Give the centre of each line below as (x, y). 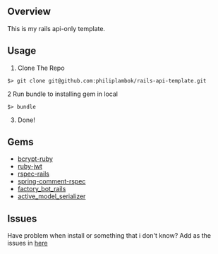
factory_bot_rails (42, 189)
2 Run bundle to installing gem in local (63, 94)
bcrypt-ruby (35, 159)
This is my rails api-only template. (56, 28)
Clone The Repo (41, 68)
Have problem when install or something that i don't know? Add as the (109, 236)
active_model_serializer (52, 196)
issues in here (28, 243)
